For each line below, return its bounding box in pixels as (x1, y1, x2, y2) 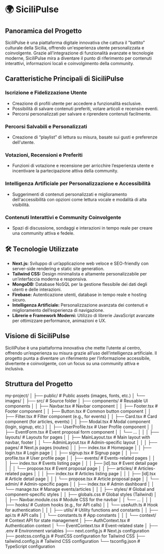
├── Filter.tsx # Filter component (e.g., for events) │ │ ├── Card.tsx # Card (5, 414, 157, 419)
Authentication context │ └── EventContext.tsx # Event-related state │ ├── (5, 523, 158, 529)
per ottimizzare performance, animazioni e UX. (12, 318, 106, 323)
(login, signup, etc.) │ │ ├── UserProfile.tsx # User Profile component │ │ (5, 424, 154, 430)
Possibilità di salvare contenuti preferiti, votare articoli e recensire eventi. (12, 106, 159, 112)
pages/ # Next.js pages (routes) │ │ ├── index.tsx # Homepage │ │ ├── (5, 445, 152, 451)
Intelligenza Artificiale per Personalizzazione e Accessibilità (5, 180, 151, 187)
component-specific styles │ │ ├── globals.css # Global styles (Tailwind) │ (5, 491, 157, 497)
